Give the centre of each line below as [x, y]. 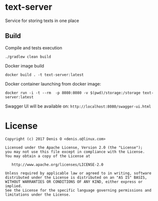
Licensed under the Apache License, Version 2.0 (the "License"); [74, 147]
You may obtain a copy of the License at [48, 156]
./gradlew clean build [28, 57]
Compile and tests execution [34, 47]
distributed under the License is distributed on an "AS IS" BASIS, [76, 178]
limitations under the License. [38, 195]
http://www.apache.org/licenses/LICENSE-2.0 [58, 165]
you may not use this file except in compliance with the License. [75, 152]
